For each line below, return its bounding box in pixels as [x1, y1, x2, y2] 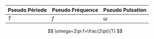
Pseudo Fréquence [52, 7, 99, 13]
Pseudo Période [8, 7, 47, 13]
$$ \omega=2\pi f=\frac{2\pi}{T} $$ [47, 28, 123, 34]
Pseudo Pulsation [103, 7, 147, 13]
